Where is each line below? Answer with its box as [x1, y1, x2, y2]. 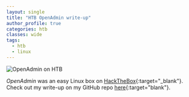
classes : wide [6, 32, 43, 38]
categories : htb [6, 26, 48, 32]
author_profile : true [6, 20, 62, 26]
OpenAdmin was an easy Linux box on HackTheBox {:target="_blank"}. [6, 77, 184, 84]
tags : [6, 37, 20, 43]
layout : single [6, 9, 45, 15]
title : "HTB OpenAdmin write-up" [6, 15, 91, 21]
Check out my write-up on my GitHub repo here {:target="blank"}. [6, 84, 171, 91]
